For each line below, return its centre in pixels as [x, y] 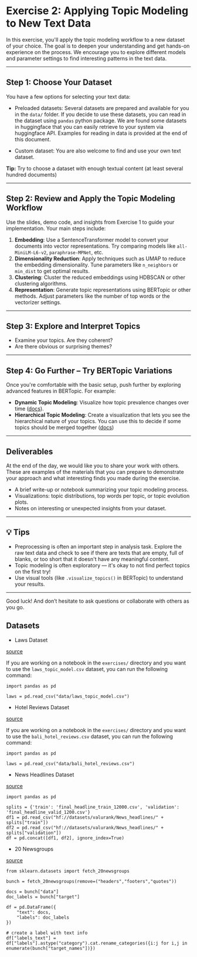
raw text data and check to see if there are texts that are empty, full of [99, 553]
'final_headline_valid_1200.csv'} [48, 812]
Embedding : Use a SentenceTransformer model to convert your [91, 240]
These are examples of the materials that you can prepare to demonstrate [95, 472]
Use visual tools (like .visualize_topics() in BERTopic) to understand [99, 577]
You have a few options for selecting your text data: [68, 97]
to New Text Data [49, 23]
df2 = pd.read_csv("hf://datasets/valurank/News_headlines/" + [85, 828]
